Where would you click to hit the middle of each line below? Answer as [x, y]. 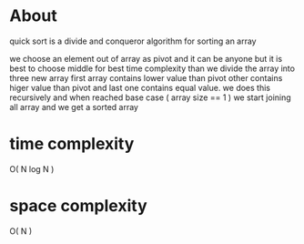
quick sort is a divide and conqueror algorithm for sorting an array [133, 41]
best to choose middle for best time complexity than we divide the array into [152, 68]
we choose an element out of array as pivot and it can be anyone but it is [146, 58]
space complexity [78, 206]
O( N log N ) [32, 168]
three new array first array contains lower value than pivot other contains [146, 77]
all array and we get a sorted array [74, 107]
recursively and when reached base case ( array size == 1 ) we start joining [150, 97]
